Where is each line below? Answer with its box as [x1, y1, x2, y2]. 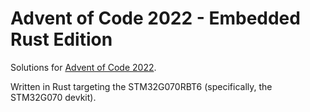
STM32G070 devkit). [10, 91, 97, 103]
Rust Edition [10, 28, 113, 51]
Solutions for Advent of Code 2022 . [10, 61, 157, 73]
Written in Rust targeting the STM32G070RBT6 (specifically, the [10, 80, 273, 92]
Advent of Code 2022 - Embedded [10, 7, 301, 30]
